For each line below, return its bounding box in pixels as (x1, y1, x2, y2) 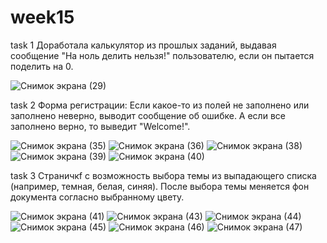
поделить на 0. (10, 60, 74, 72)
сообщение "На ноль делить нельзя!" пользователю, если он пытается (10, 49, 315, 61)
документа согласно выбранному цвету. (10, 191, 185, 203)
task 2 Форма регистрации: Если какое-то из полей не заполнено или (10, 99, 310, 111)
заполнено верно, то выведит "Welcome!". (10, 120, 191, 132)
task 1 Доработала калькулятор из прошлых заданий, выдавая (10, 39, 277, 51)
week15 (10, 6, 75, 29)
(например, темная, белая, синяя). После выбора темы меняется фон (10, 180, 310, 192)
